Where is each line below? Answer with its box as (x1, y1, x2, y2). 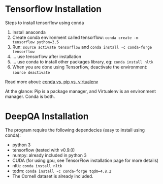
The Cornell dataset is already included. (12, 173, 94, 179)
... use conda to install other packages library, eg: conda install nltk (12, 59, 154, 64)
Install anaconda (12, 29, 46, 35)
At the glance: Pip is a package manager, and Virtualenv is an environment (5, 88, 156, 94)
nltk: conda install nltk (12, 162, 63, 168)
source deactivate (12, 70, 50, 75)
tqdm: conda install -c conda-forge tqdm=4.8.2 (12, 168, 112, 174)
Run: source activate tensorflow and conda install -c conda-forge (12, 44, 152, 50)
